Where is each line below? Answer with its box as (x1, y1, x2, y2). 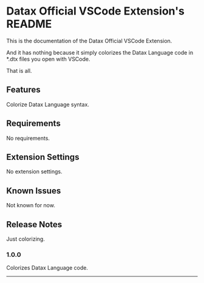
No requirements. (6, 135, 50, 142)
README (6, 17, 52, 31)
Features (6, 85, 41, 95)
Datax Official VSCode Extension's (6, 4, 185, 18)
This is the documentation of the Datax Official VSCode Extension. (6, 37, 172, 44)
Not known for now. (6, 202, 56, 209)
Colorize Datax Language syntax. (6, 101, 90, 108)
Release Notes (6, 219, 63, 230)
